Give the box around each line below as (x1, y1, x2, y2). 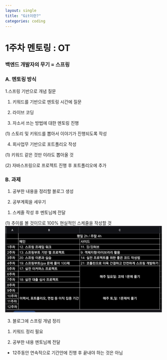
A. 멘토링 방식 (5, 76, 37, 83)
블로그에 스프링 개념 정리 (12, 318, 61, 324)
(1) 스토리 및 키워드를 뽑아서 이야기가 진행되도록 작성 (5, 130, 107, 137)
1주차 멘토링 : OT (5, 42, 71, 53)
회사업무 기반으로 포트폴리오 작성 (12, 141, 77, 147)
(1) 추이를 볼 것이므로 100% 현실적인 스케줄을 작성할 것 (5, 220, 112, 226)
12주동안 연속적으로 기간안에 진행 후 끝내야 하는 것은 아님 (12, 350, 123, 356)
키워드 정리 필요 (12, 328, 43, 334)
